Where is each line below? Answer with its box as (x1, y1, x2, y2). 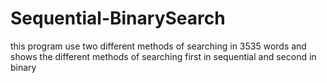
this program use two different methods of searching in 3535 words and (10, 40, 307, 52)
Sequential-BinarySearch (10, 7, 226, 30)
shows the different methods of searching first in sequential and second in (10, 50, 317, 62)
